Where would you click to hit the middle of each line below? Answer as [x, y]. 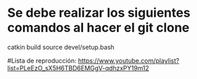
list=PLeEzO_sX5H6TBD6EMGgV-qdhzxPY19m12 [78, 68]
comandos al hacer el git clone [99, 28]
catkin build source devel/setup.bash [61, 47]
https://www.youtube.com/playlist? [128, 60]
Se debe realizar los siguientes [99, 13]
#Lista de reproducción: [42, 60]
